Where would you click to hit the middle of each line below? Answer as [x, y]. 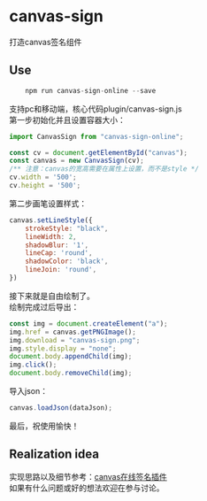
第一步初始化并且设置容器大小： [67, 119]
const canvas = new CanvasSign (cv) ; [77, 161]
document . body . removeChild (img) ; [71, 374]
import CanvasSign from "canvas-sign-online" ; [96, 136]
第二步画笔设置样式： [48, 203]
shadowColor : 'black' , [67, 262]
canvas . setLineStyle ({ [51, 220]
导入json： [29, 391]
